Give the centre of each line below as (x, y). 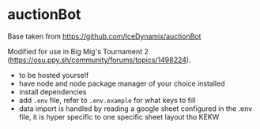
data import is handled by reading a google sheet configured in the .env (136, 109)
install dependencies (53, 91)
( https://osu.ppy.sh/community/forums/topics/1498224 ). (99, 60)
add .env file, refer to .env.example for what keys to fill (107, 100)
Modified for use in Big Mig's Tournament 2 (78, 51)
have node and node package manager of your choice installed (122, 83)
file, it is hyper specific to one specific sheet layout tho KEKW (119, 116)
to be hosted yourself (54, 75)
